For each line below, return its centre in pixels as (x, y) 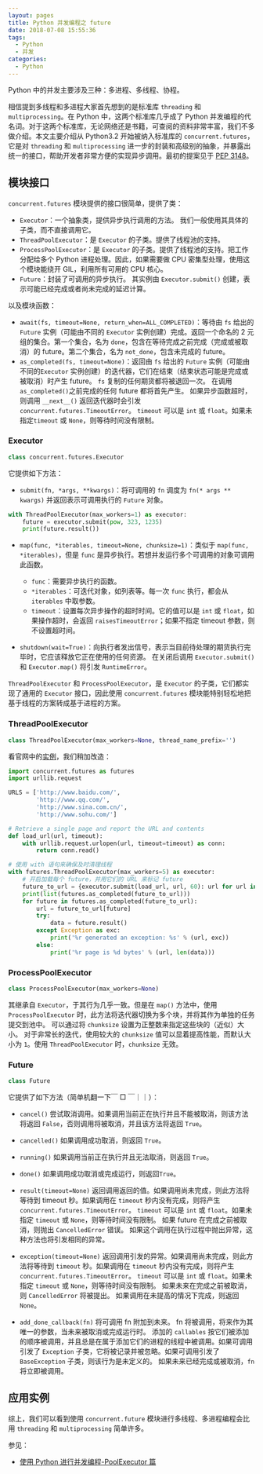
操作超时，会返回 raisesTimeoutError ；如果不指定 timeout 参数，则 (146, 620)
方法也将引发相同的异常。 (68, 1239)
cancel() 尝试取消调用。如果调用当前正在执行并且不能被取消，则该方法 (134, 1114)
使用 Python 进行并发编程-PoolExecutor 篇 (88, 1461)
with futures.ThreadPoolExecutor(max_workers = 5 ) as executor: (112, 872)
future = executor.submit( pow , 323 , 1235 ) (92, 522)
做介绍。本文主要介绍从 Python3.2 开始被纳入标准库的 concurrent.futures (128, 136)
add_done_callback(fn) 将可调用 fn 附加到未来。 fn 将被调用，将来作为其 (136, 1322)
